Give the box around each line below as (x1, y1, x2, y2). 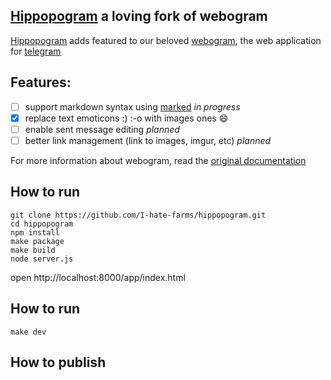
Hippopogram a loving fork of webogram (10, 8, 268, 25)
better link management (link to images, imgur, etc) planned (24, 134, 272, 146)
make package (10, 236, 65, 246)
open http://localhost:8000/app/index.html (10, 271, 186, 283)
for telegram (10, 45, 62, 57)
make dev (10, 327, 47, 337)
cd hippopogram (10, 219, 74, 229)
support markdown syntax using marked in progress (24, 100, 241, 113)
